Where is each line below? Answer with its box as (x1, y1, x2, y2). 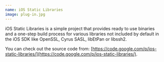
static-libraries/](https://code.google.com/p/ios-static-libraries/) (5, 51, 136, 57)
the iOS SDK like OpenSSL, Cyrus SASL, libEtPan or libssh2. (5, 36, 127, 42)
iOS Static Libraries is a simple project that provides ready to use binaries (5, 25, 155, 31)
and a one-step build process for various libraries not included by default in (5, 31, 160, 37)
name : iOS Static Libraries (5, 7, 63, 12)
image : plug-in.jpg (5, 12, 46, 17)
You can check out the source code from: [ (5, 46, 93, 52)
